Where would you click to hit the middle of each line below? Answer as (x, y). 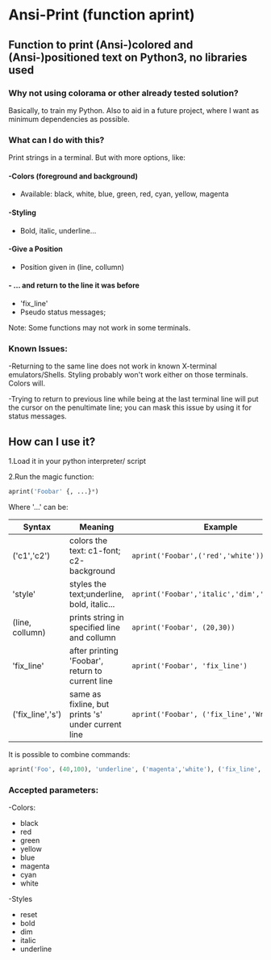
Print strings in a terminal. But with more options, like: (97, 158)
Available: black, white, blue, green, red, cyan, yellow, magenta (124, 194)
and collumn (93, 638)
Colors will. (27, 383)
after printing (94, 651)
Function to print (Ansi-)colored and (101, 45)
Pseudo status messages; (63, 312)
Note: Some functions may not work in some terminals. (100, 327)
